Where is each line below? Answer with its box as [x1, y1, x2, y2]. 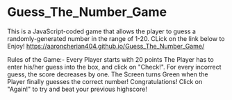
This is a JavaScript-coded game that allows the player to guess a [7, 27, 197, 35]
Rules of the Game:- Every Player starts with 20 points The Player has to [7, 55, 214, 63]
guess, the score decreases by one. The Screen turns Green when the [7, 70, 208, 78]
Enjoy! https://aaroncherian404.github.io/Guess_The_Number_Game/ [7, 42, 205, 50]
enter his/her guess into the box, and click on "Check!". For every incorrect [7, 62, 222, 71]
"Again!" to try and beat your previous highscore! [7, 85, 147, 93]
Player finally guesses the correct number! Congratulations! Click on [7, 77, 203, 85]
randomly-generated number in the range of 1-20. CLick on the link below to [7, 34, 225, 42]
